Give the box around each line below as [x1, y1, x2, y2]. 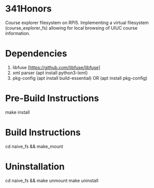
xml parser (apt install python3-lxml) [12, 70, 88, 76]
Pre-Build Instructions [5, 93, 99, 104]
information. [5, 30, 31, 36]
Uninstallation [5, 161, 65, 172]
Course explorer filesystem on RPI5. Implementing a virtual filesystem [5, 20, 149, 26]
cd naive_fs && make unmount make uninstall [5, 177, 99, 183]
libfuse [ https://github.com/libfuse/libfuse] [12, 64, 100, 70]
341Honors [5, 3, 52, 15]
